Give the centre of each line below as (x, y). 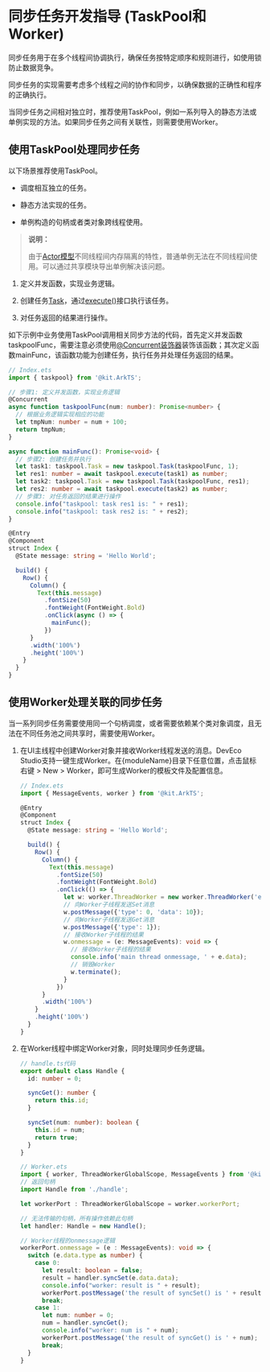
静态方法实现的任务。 (55, 205)
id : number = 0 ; (55, 1079)
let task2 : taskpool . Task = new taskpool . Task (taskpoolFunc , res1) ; (133, 481)
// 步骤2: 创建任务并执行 (53, 459)
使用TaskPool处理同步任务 (74, 150)
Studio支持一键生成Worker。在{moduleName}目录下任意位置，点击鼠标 (138, 760)
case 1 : (47, 1308)
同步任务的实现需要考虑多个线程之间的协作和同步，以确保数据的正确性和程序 (135, 85)
